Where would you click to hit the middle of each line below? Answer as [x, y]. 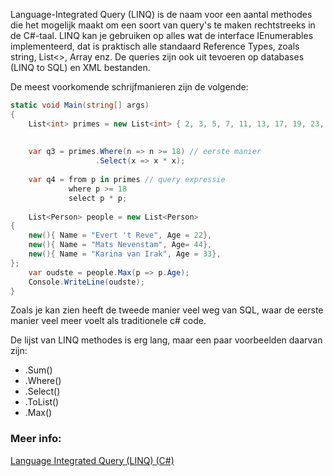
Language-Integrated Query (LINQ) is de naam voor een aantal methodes [161, 14]
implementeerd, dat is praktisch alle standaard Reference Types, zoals [155, 46]
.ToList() [42, 402]
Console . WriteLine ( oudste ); [86, 282]
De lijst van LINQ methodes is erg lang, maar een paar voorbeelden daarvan [166, 340]
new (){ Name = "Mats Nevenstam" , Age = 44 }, [120, 245]
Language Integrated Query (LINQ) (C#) [92, 460]
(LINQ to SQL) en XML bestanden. [80, 67]
